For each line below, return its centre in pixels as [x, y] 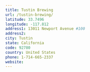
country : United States [31, 52]
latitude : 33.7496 [25, 19]
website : [14, 62]
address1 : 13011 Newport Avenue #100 [45, 29]
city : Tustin [19, 39]
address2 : [16, 33]
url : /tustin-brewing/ [29, 15]
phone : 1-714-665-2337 [29, 57]
